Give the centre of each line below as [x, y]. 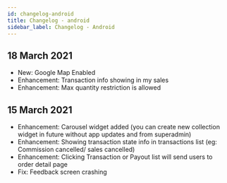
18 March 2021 [40, 55]
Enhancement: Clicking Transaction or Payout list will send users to [115, 157]
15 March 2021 [40, 110]
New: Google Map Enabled [56, 73]
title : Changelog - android [49, 20]
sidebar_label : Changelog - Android [61, 27]
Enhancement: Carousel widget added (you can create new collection [119, 127]
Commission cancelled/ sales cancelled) [76, 149]
